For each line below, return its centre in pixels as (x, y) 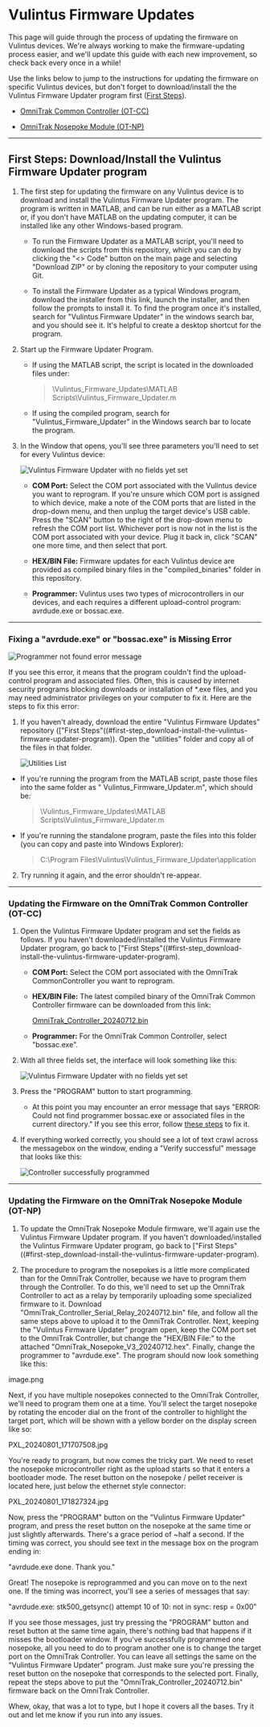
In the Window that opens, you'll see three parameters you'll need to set (139, 446)
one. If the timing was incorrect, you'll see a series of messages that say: (129, 1591)
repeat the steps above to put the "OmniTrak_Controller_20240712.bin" (126, 1682)
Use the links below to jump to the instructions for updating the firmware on (133, 78)
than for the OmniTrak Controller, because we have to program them (133, 1278)
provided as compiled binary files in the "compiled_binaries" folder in (146, 569)
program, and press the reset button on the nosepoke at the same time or (130, 1525)
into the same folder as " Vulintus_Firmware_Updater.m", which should (136, 787)
